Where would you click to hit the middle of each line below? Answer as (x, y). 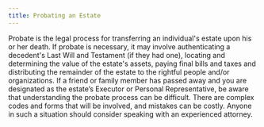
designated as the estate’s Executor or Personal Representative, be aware (128, 89)
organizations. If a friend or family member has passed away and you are (128, 80)
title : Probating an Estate (55, 15)
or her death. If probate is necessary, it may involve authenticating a (119, 46)
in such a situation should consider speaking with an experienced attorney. (131, 114)
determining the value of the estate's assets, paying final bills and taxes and (132, 63)
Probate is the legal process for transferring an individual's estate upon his (130, 38)
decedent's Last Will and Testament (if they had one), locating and (117, 55)
